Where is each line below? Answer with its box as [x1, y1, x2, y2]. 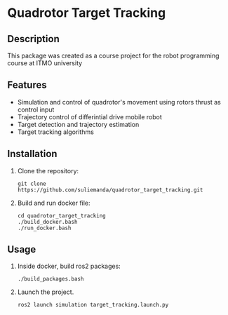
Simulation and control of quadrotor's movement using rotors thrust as [17, 98, 221, 106]
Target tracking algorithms [17, 128, 95, 136]
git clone [17, 180, 47, 187]
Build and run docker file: [17, 199, 90, 207]
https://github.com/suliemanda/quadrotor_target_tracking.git [17, 186, 203, 194]
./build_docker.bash [17, 218, 78, 225]
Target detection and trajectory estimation [17, 120, 140, 128]
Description [7, 33, 60, 45]
